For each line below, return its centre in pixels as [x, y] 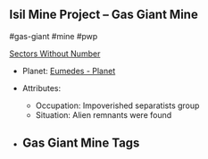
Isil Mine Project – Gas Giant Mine [104, 15]
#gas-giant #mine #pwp [54, 36]
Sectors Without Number [55, 54]
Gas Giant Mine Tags [81, 143]
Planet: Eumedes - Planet [69, 71]
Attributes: [42, 88]
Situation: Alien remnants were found [104, 114]
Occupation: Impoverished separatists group [117, 105]
